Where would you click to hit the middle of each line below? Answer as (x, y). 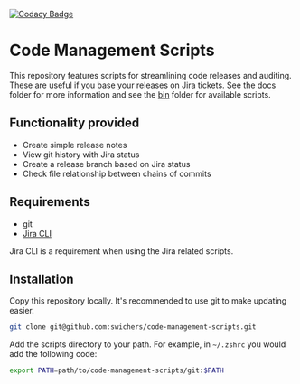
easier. (22, 311)
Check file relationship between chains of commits (117, 173)
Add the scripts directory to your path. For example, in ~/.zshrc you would (148, 344)
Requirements (50, 202)
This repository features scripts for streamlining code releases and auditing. (150, 75)
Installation (42, 279)
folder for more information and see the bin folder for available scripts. (140, 94)
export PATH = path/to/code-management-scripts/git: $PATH (117, 370)
